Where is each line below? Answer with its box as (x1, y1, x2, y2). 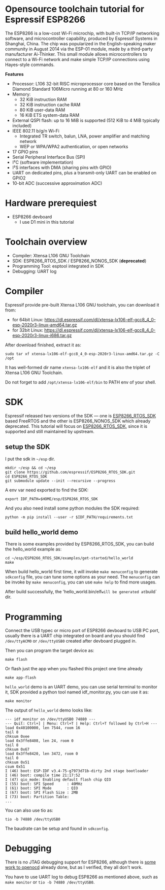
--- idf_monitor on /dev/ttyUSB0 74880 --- (5, 717, 96, 722)
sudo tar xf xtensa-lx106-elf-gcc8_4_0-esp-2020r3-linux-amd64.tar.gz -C (5, 351, 160, 356)
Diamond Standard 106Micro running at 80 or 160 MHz (12, 86, 123, 92)
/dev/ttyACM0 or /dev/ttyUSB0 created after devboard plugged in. (5, 638, 137, 644)
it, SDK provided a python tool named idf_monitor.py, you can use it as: (5, 689, 149, 695)
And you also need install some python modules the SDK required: (5, 505, 140, 511)
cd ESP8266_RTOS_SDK (5, 474, 48, 479)
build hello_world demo (5, 528, 78, 536)
